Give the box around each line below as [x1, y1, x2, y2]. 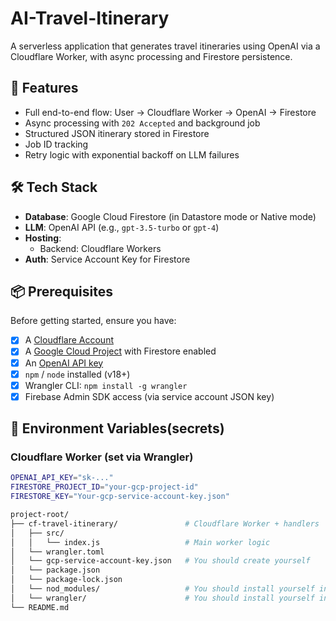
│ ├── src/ [10, 528, 65, 538]
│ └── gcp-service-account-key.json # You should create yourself [10, 556, 311, 566]
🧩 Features [10, 80, 79, 97]
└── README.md [10, 602, 70, 612]
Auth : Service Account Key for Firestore [24, 253, 191, 265]
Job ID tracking [24, 138, 89, 150]
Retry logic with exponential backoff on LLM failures [24, 148, 240, 161]
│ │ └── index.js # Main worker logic [10, 537, 271, 547]
